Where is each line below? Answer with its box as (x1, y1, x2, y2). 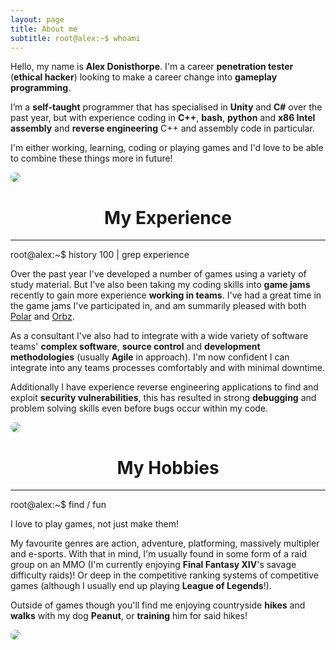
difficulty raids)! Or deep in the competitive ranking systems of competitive (10, 569, 319, 581)
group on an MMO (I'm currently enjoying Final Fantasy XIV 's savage (10, 559, 297, 571)
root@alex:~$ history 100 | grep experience (10, 249, 190, 261)
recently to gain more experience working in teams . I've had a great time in (10, 289, 322, 301)
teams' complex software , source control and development (10, 341, 261, 353)
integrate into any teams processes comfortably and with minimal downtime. (10, 362, 325, 374)
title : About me (10, 24, 78, 34)
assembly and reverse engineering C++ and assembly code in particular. (10, 122, 315, 135)
